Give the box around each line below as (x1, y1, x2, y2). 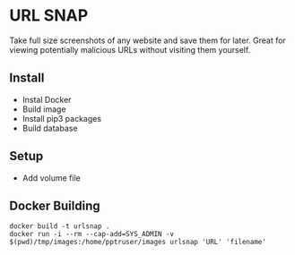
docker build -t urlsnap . (9, 222, 110, 231)
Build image (22, 104, 66, 115)
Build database (22, 123, 78, 133)
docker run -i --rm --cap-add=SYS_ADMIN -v (9, 230, 175, 239)
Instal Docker (22, 94, 72, 105)
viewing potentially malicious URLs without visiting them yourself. (9, 44, 251, 55)
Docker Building (9, 198, 100, 213)
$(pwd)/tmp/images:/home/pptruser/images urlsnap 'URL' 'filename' (9, 238, 267, 247)
